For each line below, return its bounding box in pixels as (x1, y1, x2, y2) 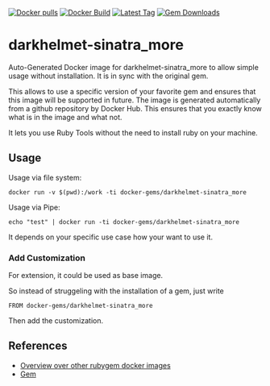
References (8, 339, 68, 353)
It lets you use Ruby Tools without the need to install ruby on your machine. (8, 127, 258, 137)
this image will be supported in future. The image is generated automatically (8, 95, 261, 105)
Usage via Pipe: (8, 202, 60, 212)
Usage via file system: (8, 172, 82, 182)
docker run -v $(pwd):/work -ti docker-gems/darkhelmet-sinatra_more (8, 188, 247, 197)
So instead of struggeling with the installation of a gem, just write (8, 286, 224, 296)
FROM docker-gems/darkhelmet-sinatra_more (8, 302, 153, 310)
